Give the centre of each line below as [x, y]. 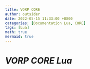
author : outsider [23, 14]
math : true [16, 32]
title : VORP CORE [23, 9]
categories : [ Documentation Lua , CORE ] [45, 23]
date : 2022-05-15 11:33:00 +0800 [39, 18]
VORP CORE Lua [38, 61]
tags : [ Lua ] [17, 28]
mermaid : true [19, 37]
